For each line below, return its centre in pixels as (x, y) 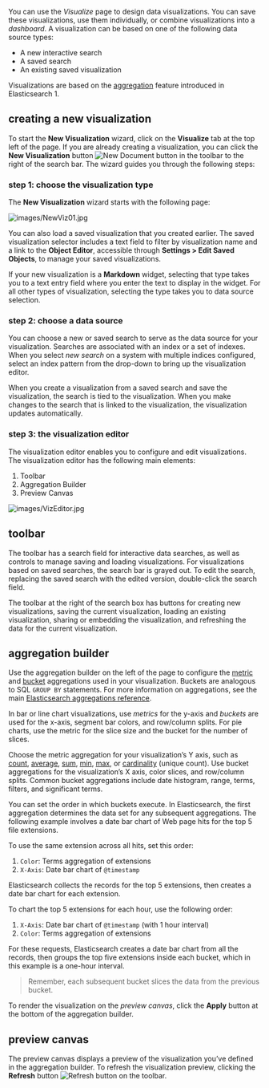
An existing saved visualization (70, 70)
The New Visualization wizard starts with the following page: (109, 202)
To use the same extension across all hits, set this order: (101, 846)
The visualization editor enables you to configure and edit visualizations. (127, 452)
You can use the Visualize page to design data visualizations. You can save (132, 12)
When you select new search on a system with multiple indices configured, (132, 355)
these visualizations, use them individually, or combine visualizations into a (132, 20)
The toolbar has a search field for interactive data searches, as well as (124, 553)
